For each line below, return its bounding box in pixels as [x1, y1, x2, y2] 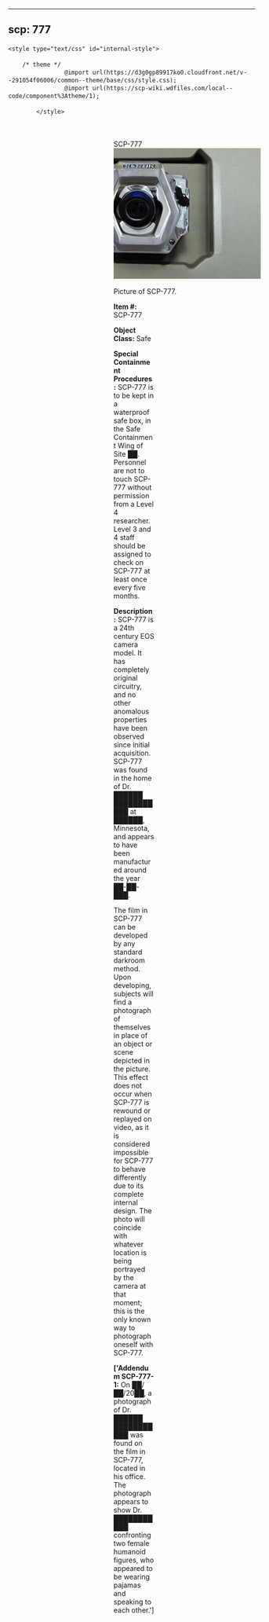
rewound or [113, 1106, 151, 1116]
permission [113, 491, 150, 501]
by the [113, 1273, 135, 1283]
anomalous [113, 706, 150, 716]
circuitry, [113, 681, 143, 692]
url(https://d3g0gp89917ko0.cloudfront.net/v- [92, 68, 247, 76]
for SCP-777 [113, 1156, 154, 1165]
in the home [113, 773, 152, 783]
